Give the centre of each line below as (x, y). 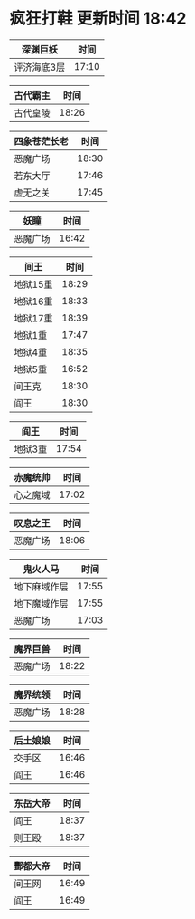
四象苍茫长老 (42, 141)
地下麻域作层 (42, 587)
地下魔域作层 (42, 603)
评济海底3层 (40, 67)
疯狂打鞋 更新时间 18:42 (98, 19)
